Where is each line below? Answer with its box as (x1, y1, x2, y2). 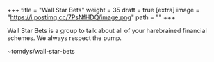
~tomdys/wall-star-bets (7, 48, 75, 55)
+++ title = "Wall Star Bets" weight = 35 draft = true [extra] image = (7, 6, 200, 14)
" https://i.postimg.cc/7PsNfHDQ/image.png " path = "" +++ (7, 13, 176, 21)
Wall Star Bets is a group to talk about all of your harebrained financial (7, 27, 207, 34)
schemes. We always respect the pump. (7, 34, 122, 42)
